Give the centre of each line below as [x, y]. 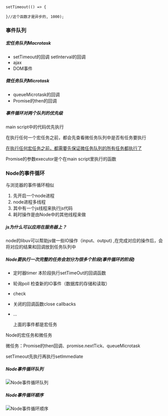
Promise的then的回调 [35, 100]
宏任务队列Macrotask [28, 43]
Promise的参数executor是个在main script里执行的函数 [61, 159]
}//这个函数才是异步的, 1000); [35, 17]
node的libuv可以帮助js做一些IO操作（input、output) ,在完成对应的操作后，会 [84, 241]
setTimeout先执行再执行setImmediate [44, 356]
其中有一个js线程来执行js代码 [43, 209]
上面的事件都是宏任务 [35, 324]
